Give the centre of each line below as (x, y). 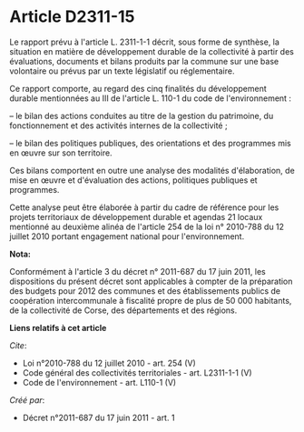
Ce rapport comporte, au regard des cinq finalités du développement (138, 88)
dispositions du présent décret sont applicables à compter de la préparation (151, 281)
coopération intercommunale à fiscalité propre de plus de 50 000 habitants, (151, 300)
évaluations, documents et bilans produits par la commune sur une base (144, 61)
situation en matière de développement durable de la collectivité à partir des (152, 51)
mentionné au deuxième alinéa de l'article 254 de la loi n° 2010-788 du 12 (147, 226)
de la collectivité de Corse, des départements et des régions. (123, 310)
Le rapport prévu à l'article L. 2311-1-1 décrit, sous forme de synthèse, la (144, 42)
